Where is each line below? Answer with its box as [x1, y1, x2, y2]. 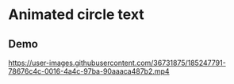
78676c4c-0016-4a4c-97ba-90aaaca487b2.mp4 [8, 67, 170, 76]
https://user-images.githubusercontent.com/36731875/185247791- [8, 58, 226, 67]
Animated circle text [8, 6, 144, 24]
